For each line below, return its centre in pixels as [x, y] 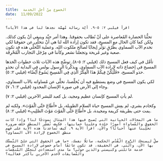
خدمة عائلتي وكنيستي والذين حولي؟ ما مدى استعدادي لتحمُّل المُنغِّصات [74, 149]
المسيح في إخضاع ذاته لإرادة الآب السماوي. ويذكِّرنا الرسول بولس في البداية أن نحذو [81, 67]
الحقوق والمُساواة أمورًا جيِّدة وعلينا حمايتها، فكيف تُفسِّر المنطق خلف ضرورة [82, 124]
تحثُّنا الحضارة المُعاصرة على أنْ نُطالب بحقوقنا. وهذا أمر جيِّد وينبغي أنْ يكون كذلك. [79, 37]
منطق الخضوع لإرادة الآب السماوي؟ [38, 132]
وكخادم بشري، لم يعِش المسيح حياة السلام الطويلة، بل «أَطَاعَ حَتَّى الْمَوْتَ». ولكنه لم [81, 105]
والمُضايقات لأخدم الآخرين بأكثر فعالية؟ [45, 154]
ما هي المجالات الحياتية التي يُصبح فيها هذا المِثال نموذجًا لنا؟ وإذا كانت [82, 120]
